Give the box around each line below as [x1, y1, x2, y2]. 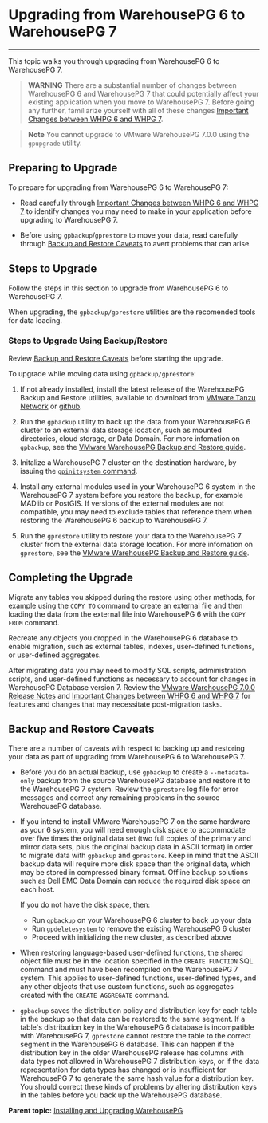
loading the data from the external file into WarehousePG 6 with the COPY [8, 609, 246, 619]
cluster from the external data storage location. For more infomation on [19, 539, 254, 549]
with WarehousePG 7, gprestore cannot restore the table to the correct [19, 1031, 251, 1041]
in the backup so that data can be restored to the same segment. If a [19, 1015, 246, 1024]
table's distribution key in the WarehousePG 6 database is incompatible [19, 1023, 254, 1032]
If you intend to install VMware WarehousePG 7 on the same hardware [19, 817, 251, 826]
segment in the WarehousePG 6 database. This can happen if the [19, 1039, 235, 1050]
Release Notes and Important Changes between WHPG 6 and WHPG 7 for [8, 691, 251, 700]
